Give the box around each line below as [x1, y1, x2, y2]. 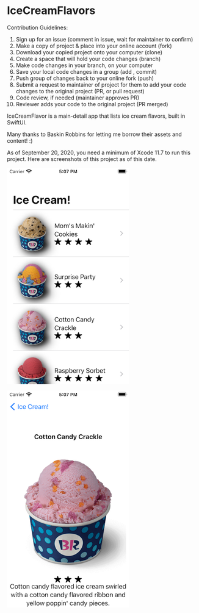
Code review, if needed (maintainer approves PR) [15, 94, 140, 101]
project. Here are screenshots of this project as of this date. [7, 155, 157, 162]
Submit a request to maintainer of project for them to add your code [15, 81, 187, 88]
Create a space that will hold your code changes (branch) [15, 55, 161, 62]
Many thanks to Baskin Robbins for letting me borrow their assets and [7, 131, 182, 138]
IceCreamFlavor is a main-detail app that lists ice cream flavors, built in [7, 112, 186, 120]
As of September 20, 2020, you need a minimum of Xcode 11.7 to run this [7, 149, 191, 156]
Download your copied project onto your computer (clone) [15, 48, 162, 56]
